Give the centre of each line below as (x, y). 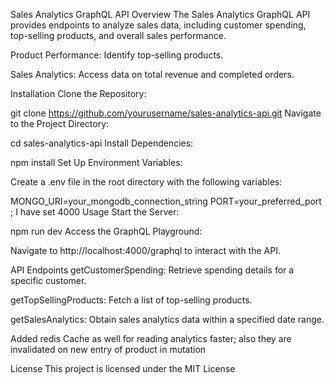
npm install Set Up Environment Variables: (96, 162)
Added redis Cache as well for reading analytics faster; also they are (151, 338)
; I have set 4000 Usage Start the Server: (95, 212)
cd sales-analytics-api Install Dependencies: (102, 143)
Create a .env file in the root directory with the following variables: (146, 182)
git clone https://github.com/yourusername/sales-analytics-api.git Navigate (166, 113)
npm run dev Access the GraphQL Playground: (106, 231)
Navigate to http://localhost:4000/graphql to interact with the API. (145, 250)
